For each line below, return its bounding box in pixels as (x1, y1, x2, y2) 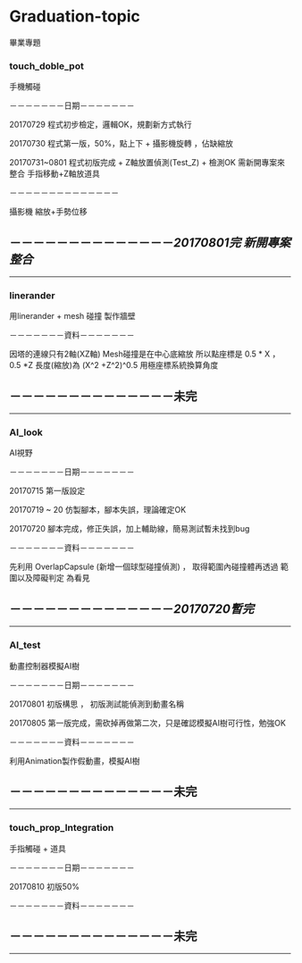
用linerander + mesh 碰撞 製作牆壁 (9, 311, 136, 322)
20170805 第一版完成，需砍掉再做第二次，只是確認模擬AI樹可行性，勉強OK (9, 717, 286, 728)
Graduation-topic (9, 6, 141, 27)
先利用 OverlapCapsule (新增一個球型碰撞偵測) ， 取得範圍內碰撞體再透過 (9, 561, 279, 573)
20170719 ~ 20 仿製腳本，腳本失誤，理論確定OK (9, 505, 187, 515)
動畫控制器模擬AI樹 (9, 660, 80, 671)
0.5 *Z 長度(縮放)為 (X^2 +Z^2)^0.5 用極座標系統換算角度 (9, 360, 219, 371)
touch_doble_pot (9, 60, 85, 72)
